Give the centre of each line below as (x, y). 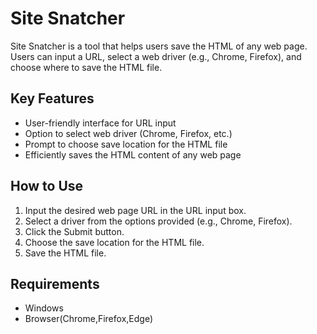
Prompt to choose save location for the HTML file (126, 144)
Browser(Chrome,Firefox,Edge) (88, 319)
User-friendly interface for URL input (100, 123)
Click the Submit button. (74, 231)
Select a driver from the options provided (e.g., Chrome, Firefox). (158, 221)
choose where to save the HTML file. (86, 67)
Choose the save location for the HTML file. (114, 242)
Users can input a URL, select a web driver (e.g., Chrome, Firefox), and (156, 56)
